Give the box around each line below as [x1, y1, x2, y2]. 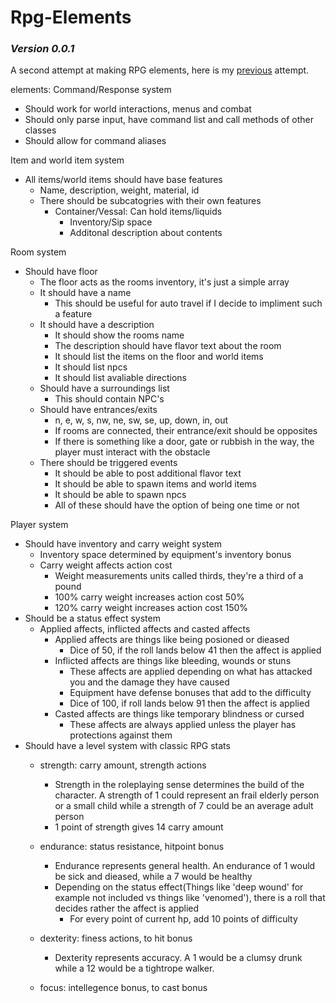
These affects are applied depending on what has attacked [69, 666, 313, 678]
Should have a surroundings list [39, 382, 170, 395]
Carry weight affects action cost [39, 559, 173, 571]
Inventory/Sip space [69, 216, 153, 228]
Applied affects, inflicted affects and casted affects [39, 623, 251, 635]
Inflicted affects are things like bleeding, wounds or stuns [54, 655, 292, 667]
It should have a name [39, 287, 132, 299]
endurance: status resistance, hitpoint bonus [39, 841, 225, 853]
